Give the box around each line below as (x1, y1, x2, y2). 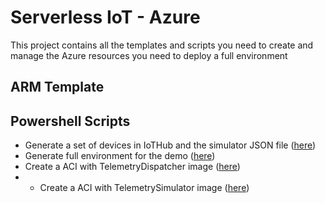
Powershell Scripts (10, 112, 131, 130)
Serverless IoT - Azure (10, 6, 201, 29)
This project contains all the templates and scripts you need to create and (10, 39, 314, 51)
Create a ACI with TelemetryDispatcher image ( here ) (24, 161, 241, 173)
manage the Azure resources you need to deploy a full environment (10, 49, 288, 61)
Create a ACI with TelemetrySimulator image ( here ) (39, 182, 250, 194)
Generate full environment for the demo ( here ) (24, 150, 216, 162)
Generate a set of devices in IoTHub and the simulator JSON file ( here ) (24, 139, 317, 151)
